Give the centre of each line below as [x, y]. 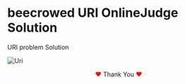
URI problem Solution [38, 47]
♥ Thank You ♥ [119, 74]
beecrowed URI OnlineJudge [93, 13]
